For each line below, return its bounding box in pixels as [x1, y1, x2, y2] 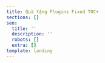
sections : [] [6, 14, 39, 20]
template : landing [6, 48, 53, 54]
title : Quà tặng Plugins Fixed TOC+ [6, 8, 99, 15]
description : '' [12, 31, 53, 37]
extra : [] [12, 43, 36, 49]
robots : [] [12, 37, 39, 43]
